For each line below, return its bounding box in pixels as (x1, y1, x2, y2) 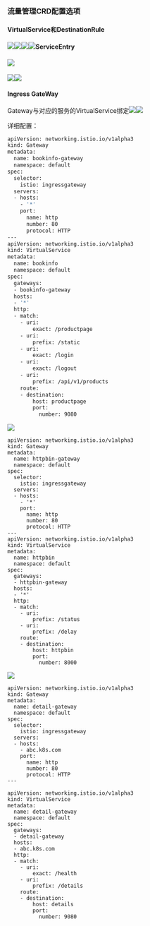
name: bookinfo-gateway (13, 155, 83, 162)
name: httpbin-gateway (13, 455, 80, 463)
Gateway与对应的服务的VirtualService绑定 (7, 106, 130, 114)
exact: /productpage (32, 325, 93, 332)
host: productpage (32, 397, 87, 405)
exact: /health (32, 870, 77, 877)
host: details (32, 901, 74, 908)
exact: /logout (32, 365, 77, 372)
